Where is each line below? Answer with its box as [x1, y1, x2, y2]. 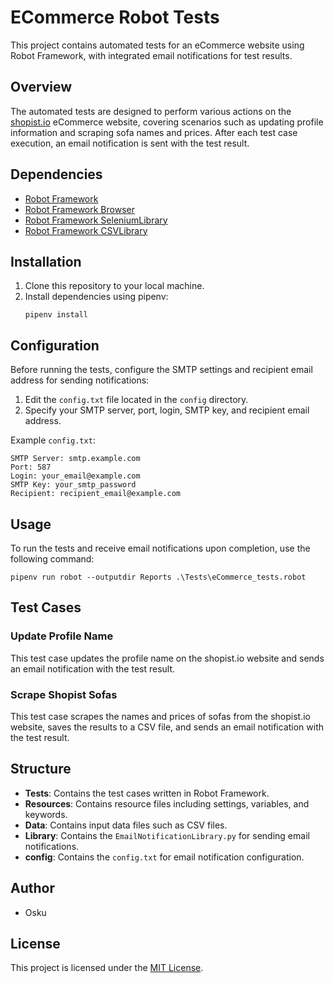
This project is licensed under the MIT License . [10, 962, 204, 974]
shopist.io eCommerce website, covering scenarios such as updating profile [10, 116, 324, 128]
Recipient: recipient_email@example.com [10, 489, 182, 499]
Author [10, 880, 55, 897]
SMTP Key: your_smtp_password [10, 480, 137, 490]
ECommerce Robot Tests [10, 6, 220, 29]
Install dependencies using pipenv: [24, 291, 169, 303]
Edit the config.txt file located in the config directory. [24, 394, 249, 406]
